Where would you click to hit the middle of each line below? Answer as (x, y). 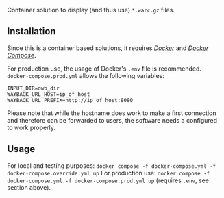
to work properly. (32, 127)
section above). (29, 187)
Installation (32, 31)
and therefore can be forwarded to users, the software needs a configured (112, 120)
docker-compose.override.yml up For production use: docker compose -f (109, 173)
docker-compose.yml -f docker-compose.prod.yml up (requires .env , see (108, 180)
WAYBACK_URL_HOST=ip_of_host (49, 94)
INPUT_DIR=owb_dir (33, 88)
